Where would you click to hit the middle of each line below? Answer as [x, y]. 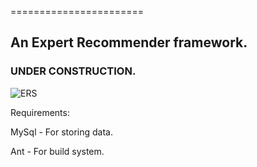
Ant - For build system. [57, 151]
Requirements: [40, 112]
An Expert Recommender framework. [129, 42]
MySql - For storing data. [61, 132]
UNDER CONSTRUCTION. [73, 71]
